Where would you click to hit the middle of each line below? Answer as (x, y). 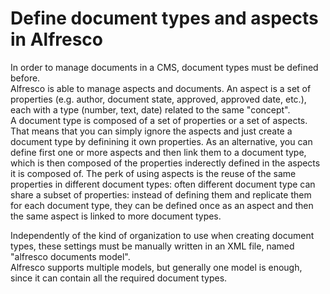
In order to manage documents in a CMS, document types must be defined (164, 67)
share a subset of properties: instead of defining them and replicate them (161, 194)
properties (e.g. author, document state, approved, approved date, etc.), (158, 99)
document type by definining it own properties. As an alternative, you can (161, 141)
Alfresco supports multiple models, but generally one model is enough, (156, 267)
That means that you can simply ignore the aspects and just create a (151, 131)
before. (25, 78)
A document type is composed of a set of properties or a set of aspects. (159, 120)
